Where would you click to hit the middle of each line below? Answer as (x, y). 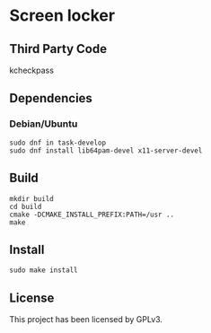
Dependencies (51, 98)
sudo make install (44, 270)
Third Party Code (58, 49)
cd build (26, 206)
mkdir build (31, 198)
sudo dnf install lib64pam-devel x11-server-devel (106, 150)
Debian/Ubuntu (44, 124)
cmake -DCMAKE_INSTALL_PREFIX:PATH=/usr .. (92, 215)
